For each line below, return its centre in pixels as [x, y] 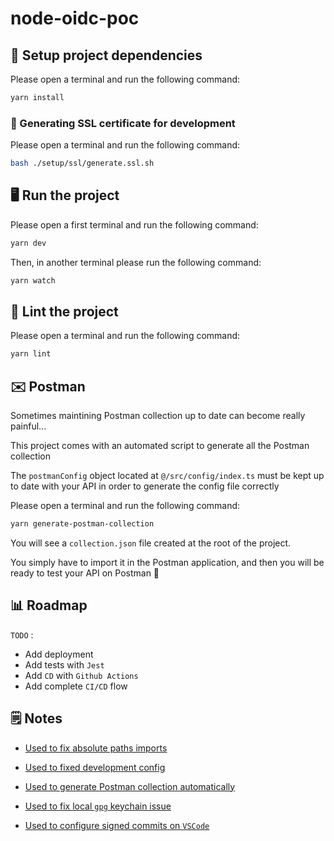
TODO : [22, 634]
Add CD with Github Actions [81, 675]
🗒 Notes [36, 718]
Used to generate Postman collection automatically [130, 786]
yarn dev [28, 243]
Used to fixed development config [95, 767]
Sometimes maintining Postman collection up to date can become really [158, 416]
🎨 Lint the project [64, 311]
